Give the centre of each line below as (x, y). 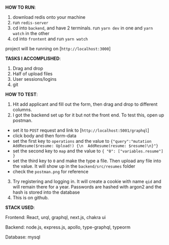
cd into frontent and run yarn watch (50, 39)
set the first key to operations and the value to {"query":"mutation (82, 141)
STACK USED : (20, 207)
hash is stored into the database (46, 192)
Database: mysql (23, 237)
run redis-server (30, 23)
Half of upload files (32, 74)
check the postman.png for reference (50, 172)
